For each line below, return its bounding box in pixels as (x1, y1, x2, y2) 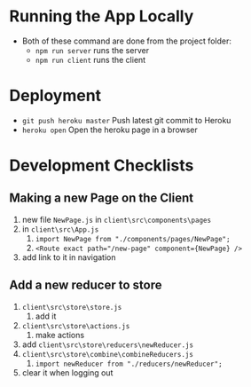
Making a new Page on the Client (9, 191, 193, 206)
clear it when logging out (21, 367, 114, 378)
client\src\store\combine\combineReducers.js (21, 350, 193, 359)
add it (35, 311, 57, 321)
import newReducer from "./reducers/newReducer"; (35, 359, 224, 368)
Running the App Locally (9, 6, 194, 27)
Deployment (9, 86, 102, 106)
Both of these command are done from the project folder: (21, 36, 232, 46)
